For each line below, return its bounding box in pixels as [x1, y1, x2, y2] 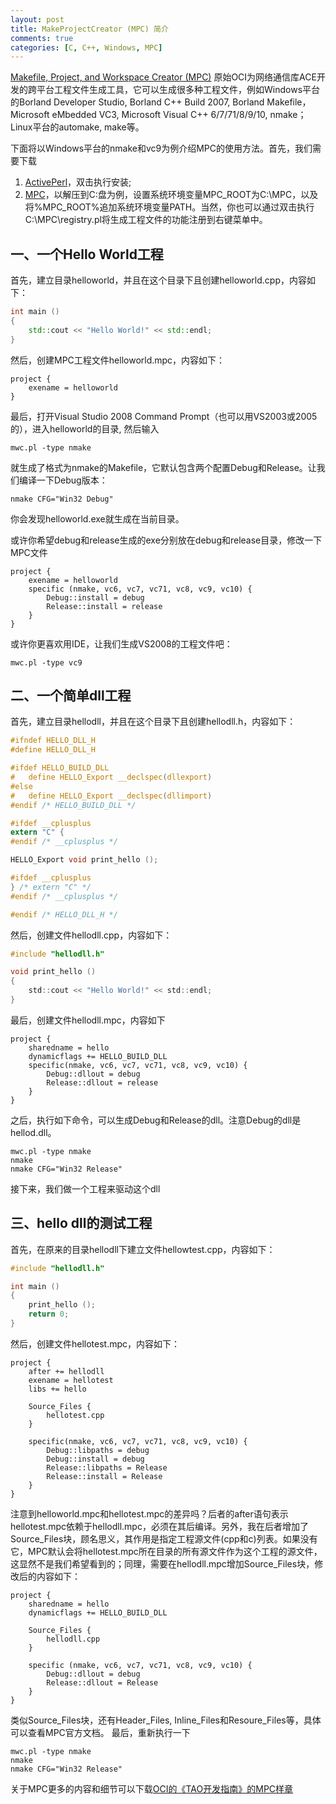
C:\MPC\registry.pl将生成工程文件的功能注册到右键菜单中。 [24, 214, 268, 226]
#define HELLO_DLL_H [10, 745, 97, 755]
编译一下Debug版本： [18, 474, 108, 486]
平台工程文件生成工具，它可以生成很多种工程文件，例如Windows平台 [36, 84, 321, 96]
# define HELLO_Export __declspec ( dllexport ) [10, 772, 213, 782]
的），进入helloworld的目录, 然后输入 [10, 422, 160, 435]
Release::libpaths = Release [46, 1462, 168, 1473]
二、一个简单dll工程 [10, 687, 132, 704]
